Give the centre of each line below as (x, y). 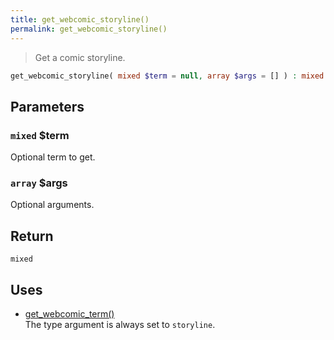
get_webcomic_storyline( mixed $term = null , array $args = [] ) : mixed (167, 76)
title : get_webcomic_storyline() (80, 19)
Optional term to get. (53, 157)
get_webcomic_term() (69, 313)
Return (32, 236)
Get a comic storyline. (80, 57)
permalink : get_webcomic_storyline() (89, 29)
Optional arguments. (52, 205)
